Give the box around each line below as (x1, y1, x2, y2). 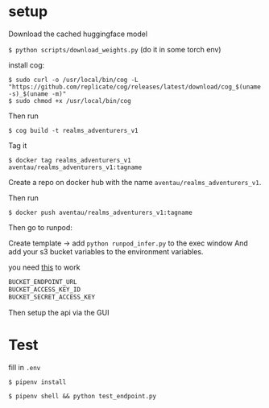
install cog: (8, 60, 45, 70)
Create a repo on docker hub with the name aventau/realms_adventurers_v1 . (8, 177, 262, 187)
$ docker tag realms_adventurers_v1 (8, 156, 131, 164)
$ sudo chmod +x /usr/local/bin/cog (8, 97, 131, 105)
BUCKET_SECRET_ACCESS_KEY (8, 293, 95, 301)
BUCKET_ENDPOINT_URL (8, 278, 78, 286)
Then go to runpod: (8, 222, 72, 232)
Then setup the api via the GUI (8, 307, 110, 317)
